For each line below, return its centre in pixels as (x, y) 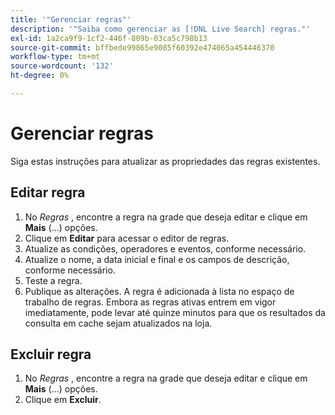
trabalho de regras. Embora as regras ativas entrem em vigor (150, 302)
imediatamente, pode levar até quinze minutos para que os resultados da (175, 312)
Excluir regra (51, 354)
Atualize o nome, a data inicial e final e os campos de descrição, (157, 259)
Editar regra (48, 192)
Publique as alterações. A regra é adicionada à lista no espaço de (159, 291)
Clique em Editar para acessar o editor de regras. (127, 238)
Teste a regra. (53, 280)
